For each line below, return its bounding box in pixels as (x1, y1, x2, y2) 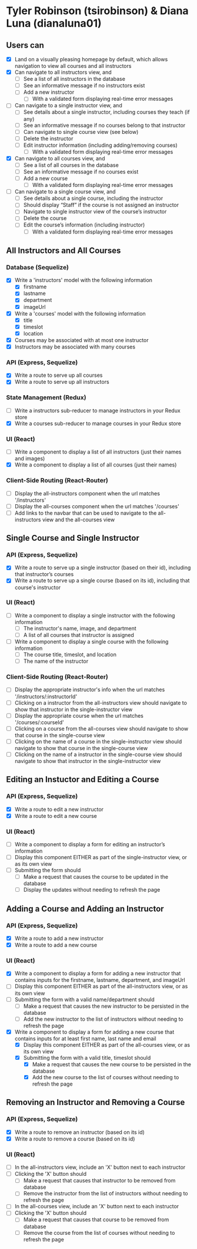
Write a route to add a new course (14, 942, 98, 949)
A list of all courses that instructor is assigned (23, 631, 134, 638)
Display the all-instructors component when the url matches (14, 489, 161, 497)
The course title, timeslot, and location (23, 651, 116, 658)
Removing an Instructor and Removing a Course (6, 1097, 185, 1107)
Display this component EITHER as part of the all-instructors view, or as (14, 983, 188, 990)
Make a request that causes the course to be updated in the (23, 873, 169, 880)
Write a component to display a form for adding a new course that (14, 1028, 175, 1036)
